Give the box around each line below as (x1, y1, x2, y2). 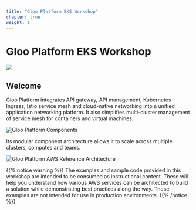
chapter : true (6, 14, 41, 20)
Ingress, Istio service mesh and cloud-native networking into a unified (6, 103, 175, 110)
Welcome (6, 80, 42, 91)
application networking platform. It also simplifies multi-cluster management (6, 109, 191, 116)
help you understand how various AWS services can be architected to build (6, 179, 188, 187)
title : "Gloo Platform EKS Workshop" (6, 8, 99, 15)
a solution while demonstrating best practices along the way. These (6, 185, 170, 192)
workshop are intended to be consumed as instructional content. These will (6, 173, 188, 180)
